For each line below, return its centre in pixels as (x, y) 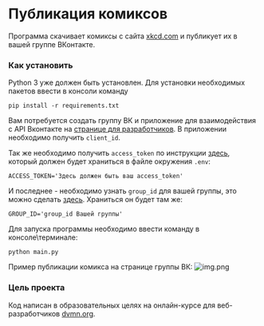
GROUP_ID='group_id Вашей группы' (66, 214)
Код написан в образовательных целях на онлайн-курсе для (112, 305)
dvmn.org (78, 313)
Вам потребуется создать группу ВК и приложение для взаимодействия (132, 121)
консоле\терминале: (43, 237)
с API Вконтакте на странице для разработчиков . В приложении (118, 129)
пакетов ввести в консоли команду (69, 91)
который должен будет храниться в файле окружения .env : (110, 161)
